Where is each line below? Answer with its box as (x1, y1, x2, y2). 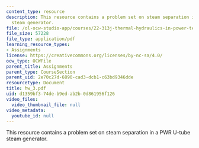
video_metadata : (6, 107, 46, 113)
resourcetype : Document (6, 80, 65, 86)
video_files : (6, 96, 38, 102)
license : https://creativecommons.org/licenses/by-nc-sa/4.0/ (6, 52, 163, 58)
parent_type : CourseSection (6, 69, 76, 75)
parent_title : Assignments (6, 63, 73, 70)
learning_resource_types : (6, 42, 70, 48)
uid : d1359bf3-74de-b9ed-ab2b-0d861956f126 (6, 91, 115, 97)
